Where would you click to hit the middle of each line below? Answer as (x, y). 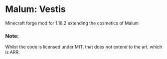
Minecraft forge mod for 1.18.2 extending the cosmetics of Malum (72, 23)
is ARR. (12, 52)
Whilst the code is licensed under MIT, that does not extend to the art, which (84, 47)
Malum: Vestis (35, 9)
